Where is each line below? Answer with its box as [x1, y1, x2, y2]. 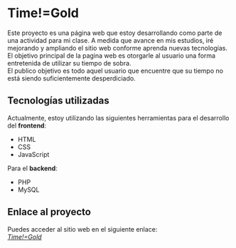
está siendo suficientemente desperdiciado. [7, 73, 136, 83]
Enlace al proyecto [7, 206, 91, 218]
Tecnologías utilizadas [7, 95, 109, 107]
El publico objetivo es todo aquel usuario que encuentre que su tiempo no [7, 66, 224, 75]
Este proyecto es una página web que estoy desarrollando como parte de [7, 29, 222, 37]
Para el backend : [7, 164, 58, 172]
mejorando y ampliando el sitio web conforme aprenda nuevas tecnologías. [7, 43, 227, 52]
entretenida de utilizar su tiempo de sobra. [7, 58, 132, 67]
